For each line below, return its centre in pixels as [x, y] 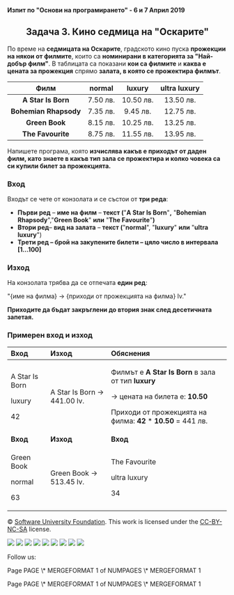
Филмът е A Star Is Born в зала [163, 372]
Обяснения [131, 353]
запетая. [21, 317]
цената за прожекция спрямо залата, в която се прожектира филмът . [114, 71]
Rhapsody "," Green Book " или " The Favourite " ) [86, 220]
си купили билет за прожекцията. [59, 166]
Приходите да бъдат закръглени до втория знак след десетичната [110, 310]
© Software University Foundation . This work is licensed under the [103, 521]
